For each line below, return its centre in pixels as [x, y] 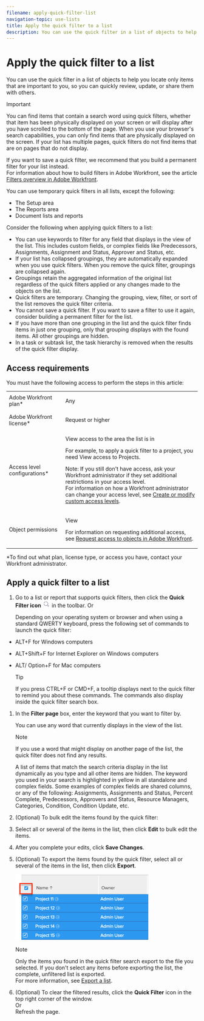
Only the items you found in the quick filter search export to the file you [104, 961]
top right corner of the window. [54, 999]
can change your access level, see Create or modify [130, 495]
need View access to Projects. [103, 457]
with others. [21, 93]
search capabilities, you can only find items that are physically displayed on [101, 135]
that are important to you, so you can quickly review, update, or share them [100, 86]
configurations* [29, 473]
